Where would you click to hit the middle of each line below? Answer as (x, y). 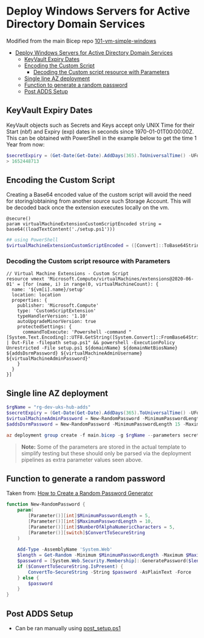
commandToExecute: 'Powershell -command (74, 332)
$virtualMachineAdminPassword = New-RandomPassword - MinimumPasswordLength (104, 418)
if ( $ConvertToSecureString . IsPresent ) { (70, 566)
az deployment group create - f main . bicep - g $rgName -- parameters (93, 435)
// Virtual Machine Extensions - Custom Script (68, 274)
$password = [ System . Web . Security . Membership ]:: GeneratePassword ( (103, 561)
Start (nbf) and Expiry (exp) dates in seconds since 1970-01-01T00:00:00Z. (100, 131)
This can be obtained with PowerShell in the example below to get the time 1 (102, 138)
